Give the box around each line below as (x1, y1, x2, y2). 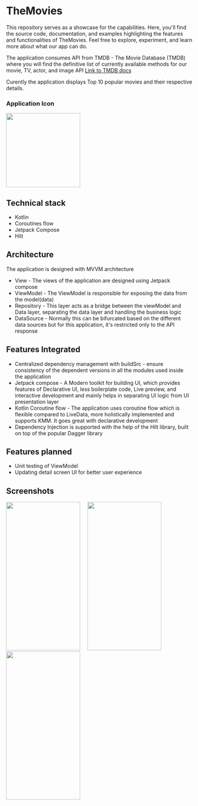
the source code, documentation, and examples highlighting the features (6, 30, 183, 37)
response (14, 327, 38, 334)
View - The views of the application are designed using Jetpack (14, 277, 170, 284)
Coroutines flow (14, 220, 54, 227)
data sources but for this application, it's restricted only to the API (14, 321, 175, 328)
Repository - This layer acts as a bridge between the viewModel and (14, 302, 181, 309)
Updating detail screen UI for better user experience (14, 469, 142, 476)
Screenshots (6, 486, 54, 496)
